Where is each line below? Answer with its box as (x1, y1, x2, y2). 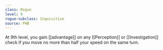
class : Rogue (5, 7, 32, 12)
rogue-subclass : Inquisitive (5, 16, 64, 21)
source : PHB (5, 21, 29, 26)
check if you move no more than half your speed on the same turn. (5, 40, 139, 46)
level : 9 (5, 12, 23, 17)
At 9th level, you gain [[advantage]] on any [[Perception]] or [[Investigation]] (5, 34, 159, 40)
